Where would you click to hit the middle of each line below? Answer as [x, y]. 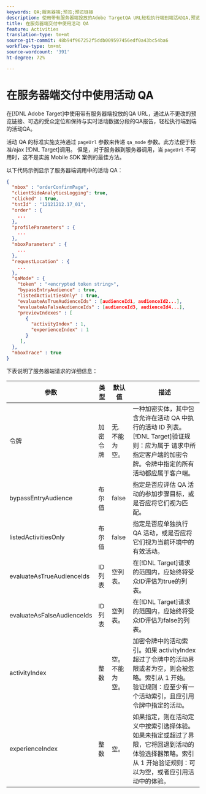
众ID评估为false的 [158, 620]
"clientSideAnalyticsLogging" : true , [60, 193]
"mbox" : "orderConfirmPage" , [50, 188]
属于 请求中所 [177, 445]
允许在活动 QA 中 [163, 418]
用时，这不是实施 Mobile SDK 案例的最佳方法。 [66, 157]
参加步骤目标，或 [170, 494]
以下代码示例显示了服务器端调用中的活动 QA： [65, 170]
